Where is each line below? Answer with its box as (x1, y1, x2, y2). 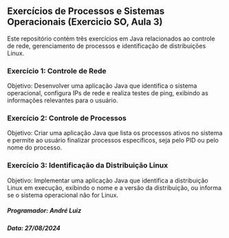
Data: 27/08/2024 (7, 224, 61, 232)
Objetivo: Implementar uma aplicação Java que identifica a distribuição (7, 176, 208, 185)
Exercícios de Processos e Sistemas (7, 5, 165, 17)
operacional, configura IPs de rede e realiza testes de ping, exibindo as (7, 89, 208, 97)
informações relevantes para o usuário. (7, 96, 118, 105)
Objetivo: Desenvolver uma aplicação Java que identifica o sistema (7, 82, 197, 90)
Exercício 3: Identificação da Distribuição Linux (7, 160, 168, 170)
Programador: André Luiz (7, 206, 82, 215)
